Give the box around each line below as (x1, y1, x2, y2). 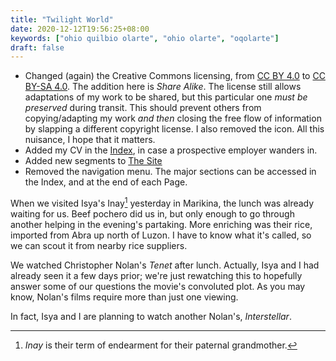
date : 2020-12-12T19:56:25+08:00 (10, 24, 150, 34)
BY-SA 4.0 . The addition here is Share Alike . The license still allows (24, 81, 302, 93)
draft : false (10, 42, 65, 53)
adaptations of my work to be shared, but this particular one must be (24, 91, 308, 103)
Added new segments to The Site (24, 155, 163, 167)
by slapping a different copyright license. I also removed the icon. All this (24, 123, 325, 135)
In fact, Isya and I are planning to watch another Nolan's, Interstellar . (10, 310, 292, 322)
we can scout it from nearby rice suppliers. (10, 239, 188, 251)
